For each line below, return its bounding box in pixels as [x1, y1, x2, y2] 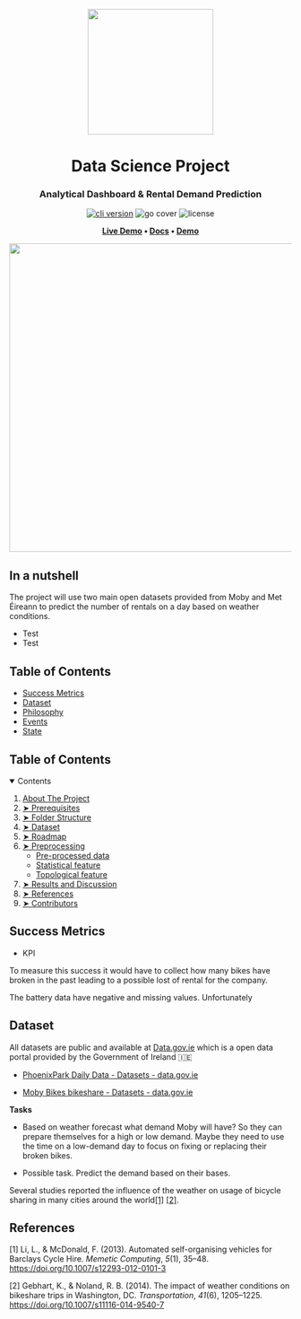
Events [21, 716, 48, 727]
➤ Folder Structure [21, 812, 92, 823]
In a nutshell [9, 568, 79, 583]
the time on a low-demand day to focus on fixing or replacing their [21, 1140, 267, 1151]
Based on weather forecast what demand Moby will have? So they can [21, 1122, 282, 1132]
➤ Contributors [21, 897, 79, 908]
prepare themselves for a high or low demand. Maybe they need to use [21, 1131, 285, 1141]
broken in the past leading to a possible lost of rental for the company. [9, 974, 269, 985]
